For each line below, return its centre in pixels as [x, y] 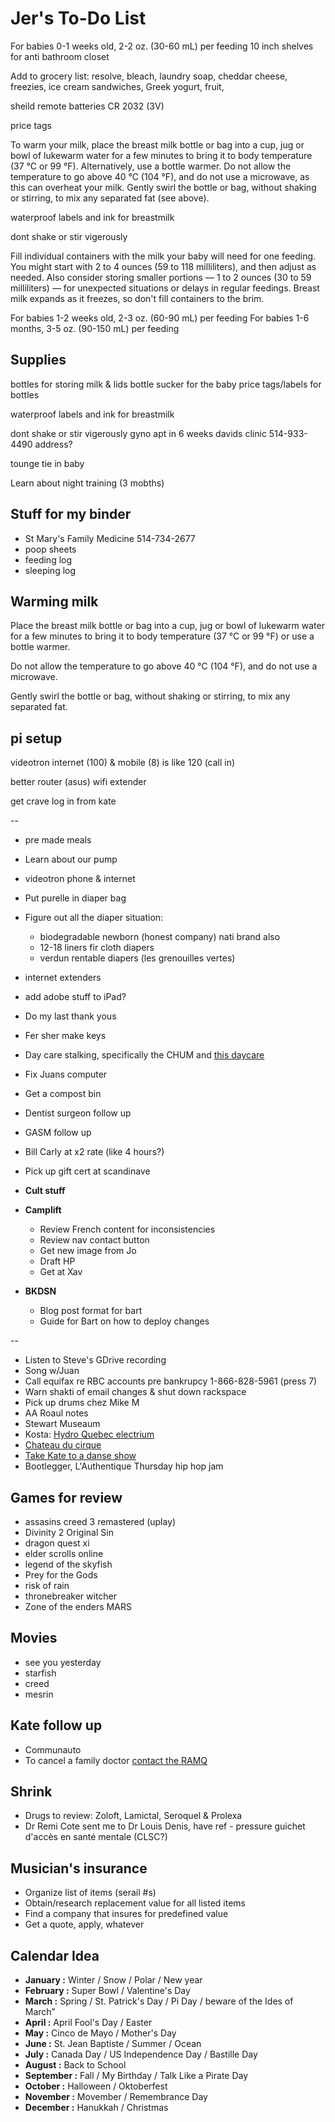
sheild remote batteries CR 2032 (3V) [87, 106]
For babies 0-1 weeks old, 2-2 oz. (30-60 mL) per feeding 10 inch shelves [162, 46]
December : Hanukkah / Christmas [96, 2108]
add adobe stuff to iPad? [75, 997]
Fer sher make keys [65, 1036]
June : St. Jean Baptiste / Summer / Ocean [113, 2044]
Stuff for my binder [71, 514]
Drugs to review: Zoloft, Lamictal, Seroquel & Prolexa [133, 1816]
